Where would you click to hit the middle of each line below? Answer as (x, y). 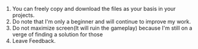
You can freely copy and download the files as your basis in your (94, 9)
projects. (23, 15)
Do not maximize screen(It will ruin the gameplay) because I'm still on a (102, 28)
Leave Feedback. (34, 41)
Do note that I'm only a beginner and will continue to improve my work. (101, 21)
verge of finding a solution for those (57, 34)
